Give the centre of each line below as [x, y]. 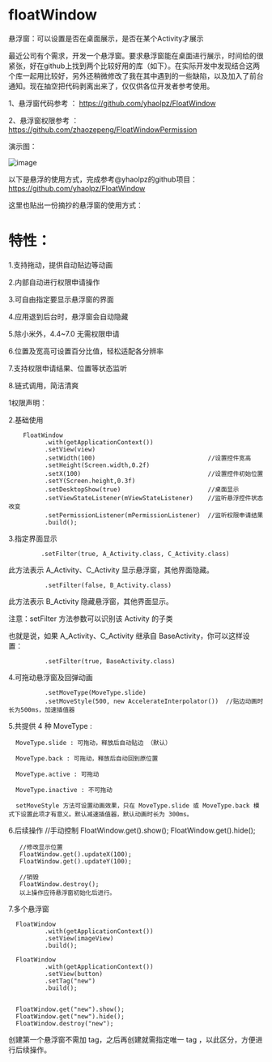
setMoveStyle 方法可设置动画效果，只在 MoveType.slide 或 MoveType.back [133, 805]
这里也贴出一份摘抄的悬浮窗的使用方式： [76, 205]
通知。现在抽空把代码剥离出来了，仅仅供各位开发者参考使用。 [111, 86]
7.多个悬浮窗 [29, 909]
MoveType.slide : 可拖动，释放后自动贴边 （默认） [93, 743]
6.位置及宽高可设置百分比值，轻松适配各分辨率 [86, 351]
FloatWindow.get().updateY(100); [75, 861]
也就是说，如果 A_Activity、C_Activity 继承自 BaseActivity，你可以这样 [125, 636]
